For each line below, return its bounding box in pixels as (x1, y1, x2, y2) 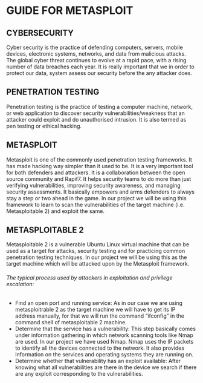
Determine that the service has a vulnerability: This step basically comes (14, 325, 196, 332)
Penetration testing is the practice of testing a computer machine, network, (6, 103, 193, 110)
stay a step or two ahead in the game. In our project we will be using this (6, 194, 187, 201)
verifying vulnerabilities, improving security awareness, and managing (6, 182, 181, 189)
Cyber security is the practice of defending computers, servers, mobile (6, 44, 183, 51)
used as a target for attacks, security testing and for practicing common (6, 247, 185, 255)
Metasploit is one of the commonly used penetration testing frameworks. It (6, 155, 192, 163)
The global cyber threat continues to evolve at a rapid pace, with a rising (6, 57, 187, 64)
